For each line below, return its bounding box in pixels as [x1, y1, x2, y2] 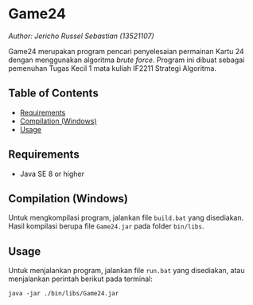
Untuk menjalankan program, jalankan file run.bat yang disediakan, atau [8, 266, 245, 276]
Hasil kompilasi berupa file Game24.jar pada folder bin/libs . [8, 221, 204, 231]
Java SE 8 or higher [19, 169, 85, 178]
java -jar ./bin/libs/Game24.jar [8, 290, 119, 298]
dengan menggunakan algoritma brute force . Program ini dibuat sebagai [8, 55, 245, 65]
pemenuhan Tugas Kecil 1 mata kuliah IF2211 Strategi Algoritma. [8, 63, 217, 72]
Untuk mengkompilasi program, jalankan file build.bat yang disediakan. [8, 213, 244, 223]
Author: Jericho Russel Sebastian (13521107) [8, 31, 155, 41]
